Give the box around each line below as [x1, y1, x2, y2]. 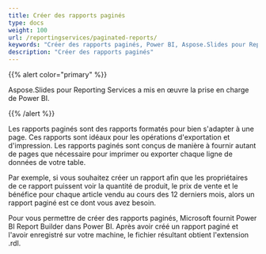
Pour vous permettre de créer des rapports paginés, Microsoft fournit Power [8, 214, 257, 222]
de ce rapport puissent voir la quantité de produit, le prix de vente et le [8, 181, 239, 190]
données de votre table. [8, 158, 86, 166]
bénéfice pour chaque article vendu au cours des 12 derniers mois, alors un [8, 190, 255, 199]
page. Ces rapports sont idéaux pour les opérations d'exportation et [8, 133, 230, 142]
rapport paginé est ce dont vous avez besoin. [8, 198, 157, 207]
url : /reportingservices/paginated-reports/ [8, 33, 158, 42]
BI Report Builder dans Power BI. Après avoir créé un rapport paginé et [8, 222, 239, 231]
